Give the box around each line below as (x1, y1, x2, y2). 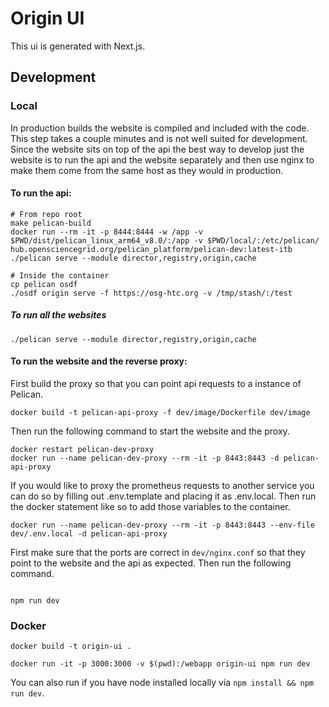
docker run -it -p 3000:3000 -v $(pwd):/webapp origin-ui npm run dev (10, 659, 311, 669)
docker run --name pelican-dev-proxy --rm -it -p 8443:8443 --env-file (10, 520, 315, 530)
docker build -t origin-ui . (10, 642, 132, 652)
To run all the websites (10, 309, 107, 321)
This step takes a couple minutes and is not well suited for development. (10, 132, 308, 144)
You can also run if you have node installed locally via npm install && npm (10, 677, 315, 689)
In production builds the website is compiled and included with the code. (10, 122, 310, 134)
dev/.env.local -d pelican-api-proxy (10, 529, 168, 539)
